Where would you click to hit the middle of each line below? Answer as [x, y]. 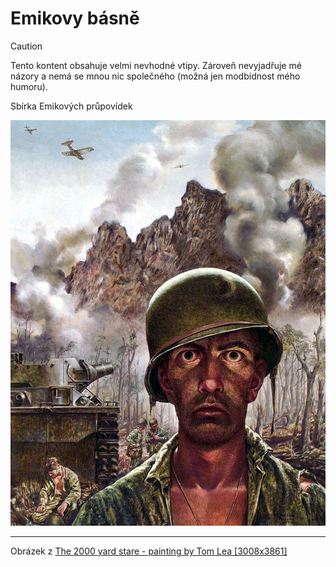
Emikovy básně [75, 18]
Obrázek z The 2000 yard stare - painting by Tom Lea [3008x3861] [149, 551]
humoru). [29, 86]
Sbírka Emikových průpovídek [71, 106]
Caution [26, 46]
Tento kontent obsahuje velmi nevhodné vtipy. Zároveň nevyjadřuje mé [156, 65]
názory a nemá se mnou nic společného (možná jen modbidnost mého [155, 76]
